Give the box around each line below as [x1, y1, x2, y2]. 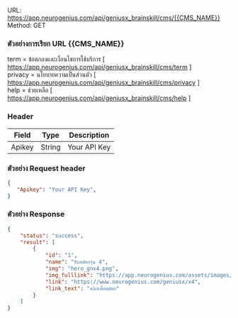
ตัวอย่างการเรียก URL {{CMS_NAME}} [7, 38, 125, 48]
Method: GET [7, 21, 46, 29]
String [40, 142, 61, 152]
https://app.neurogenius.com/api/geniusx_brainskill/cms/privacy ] [7, 78, 200, 87]
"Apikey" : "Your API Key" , [16, 186, 97, 193]
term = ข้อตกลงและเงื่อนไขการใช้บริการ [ [7, 55, 105, 63]
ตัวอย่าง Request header [7, 163, 86, 173]
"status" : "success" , [20, 232, 84, 239]
